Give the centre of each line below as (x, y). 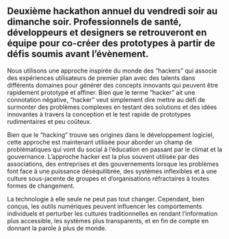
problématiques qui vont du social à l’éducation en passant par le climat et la (115, 149)
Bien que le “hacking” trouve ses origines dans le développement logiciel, (111, 135)
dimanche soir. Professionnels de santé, (94, 22)
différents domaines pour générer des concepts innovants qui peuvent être (113, 85)
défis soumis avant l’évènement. (78, 54)
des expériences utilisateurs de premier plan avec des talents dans (101, 77)
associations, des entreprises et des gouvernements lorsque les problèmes (113, 164)
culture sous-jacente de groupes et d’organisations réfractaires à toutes (108, 178)
